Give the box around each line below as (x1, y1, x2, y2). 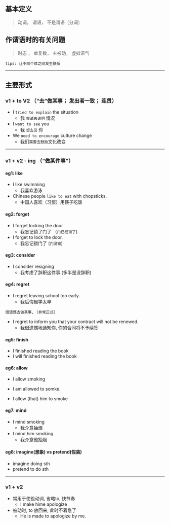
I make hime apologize (20, 501, 67, 507)
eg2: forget (5, 211, 29, 217)
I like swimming (12, 182, 45, 188)
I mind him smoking (12, 430, 54, 436)
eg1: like (5, 170, 23, 176)
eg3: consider (5, 252, 35, 258)
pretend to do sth (12, 466, 49, 472)
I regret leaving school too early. (12, 293, 80, 299)
